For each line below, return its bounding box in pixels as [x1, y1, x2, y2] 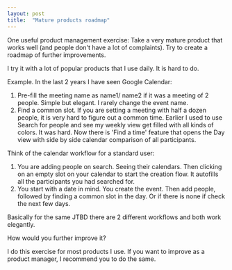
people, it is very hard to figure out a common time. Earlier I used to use [17, 113, 223, 122]
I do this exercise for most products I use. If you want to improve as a [7, 247, 205, 255]
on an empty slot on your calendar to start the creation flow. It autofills [17, 170, 219, 178]
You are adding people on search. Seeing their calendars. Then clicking [17, 162, 222, 170]
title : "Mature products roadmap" [7, 17, 110, 24]
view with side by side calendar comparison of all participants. [17, 135, 197, 143]
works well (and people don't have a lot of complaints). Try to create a [7, 43, 208, 51]
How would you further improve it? [7, 234, 106, 242]
